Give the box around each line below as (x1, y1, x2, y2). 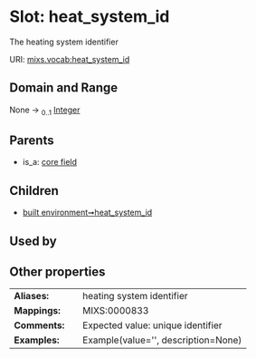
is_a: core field (22, 157, 78, 168)
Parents (9, 132, 54, 148)
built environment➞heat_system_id (22, 207, 153, 218)
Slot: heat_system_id (9, 6, 170, 27)
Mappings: (14, 305, 62, 317)
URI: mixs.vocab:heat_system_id (9, 53, 130, 64)
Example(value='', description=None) (82, 334, 242, 346)
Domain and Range (9, 80, 119, 96)
